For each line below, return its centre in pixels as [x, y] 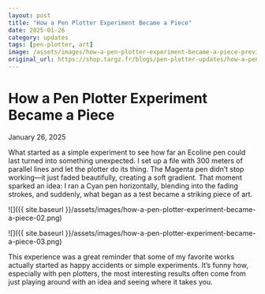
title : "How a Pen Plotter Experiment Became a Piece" [100, 23]
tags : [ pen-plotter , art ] [50, 45]
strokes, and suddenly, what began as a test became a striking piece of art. [131, 194]
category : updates [38, 37]
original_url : [32, 60]
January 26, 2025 [37, 137]
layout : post [30, 15]
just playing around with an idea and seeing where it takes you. [110, 281]
